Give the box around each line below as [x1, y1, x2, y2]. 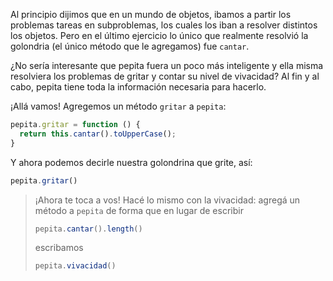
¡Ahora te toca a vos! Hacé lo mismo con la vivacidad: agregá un [34, 194, 301, 206]
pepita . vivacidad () [34, 261, 117, 271]
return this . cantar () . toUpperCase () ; [19, 129, 177, 139]
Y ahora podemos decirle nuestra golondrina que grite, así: [10, 156, 253, 168]
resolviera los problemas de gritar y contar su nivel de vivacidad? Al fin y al [10, 70, 320, 82]
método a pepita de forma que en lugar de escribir [34, 204, 244, 216]
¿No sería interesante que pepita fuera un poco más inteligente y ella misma [10, 60, 324, 71]
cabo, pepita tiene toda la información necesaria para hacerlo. [10, 81, 267, 93]
